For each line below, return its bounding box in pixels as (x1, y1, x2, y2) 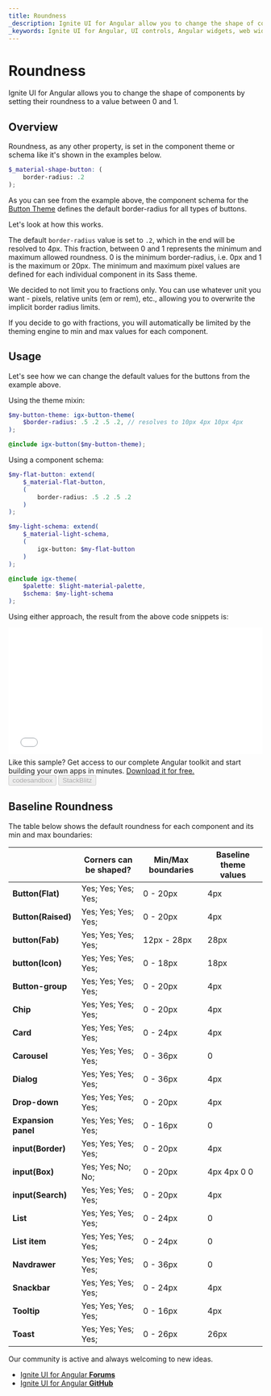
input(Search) (12, 1189, 67, 1200)
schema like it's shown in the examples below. (8, 150, 162, 160)
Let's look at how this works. (8, 219, 103, 229)
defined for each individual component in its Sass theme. (8, 269, 198, 279)
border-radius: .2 (23, 173, 85, 181)
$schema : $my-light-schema (23, 590, 114, 598)
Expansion (12, 1115, 54, 1126)
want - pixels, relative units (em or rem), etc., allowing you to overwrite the (8, 294, 256, 303)
